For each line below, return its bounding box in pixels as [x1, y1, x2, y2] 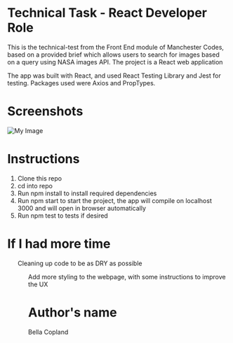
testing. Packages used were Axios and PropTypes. [7, 78, 156, 87]
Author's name [27, 304, 117, 320]
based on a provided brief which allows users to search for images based [7, 50, 220, 59]
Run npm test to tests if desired [17, 211, 109, 220]
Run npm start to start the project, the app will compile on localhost [17, 196, 212, 204]
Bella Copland [27, 328, 69, 336]
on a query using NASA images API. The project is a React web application [7, 57, 223, 66]
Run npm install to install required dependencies [17, 189, 157, 197]
